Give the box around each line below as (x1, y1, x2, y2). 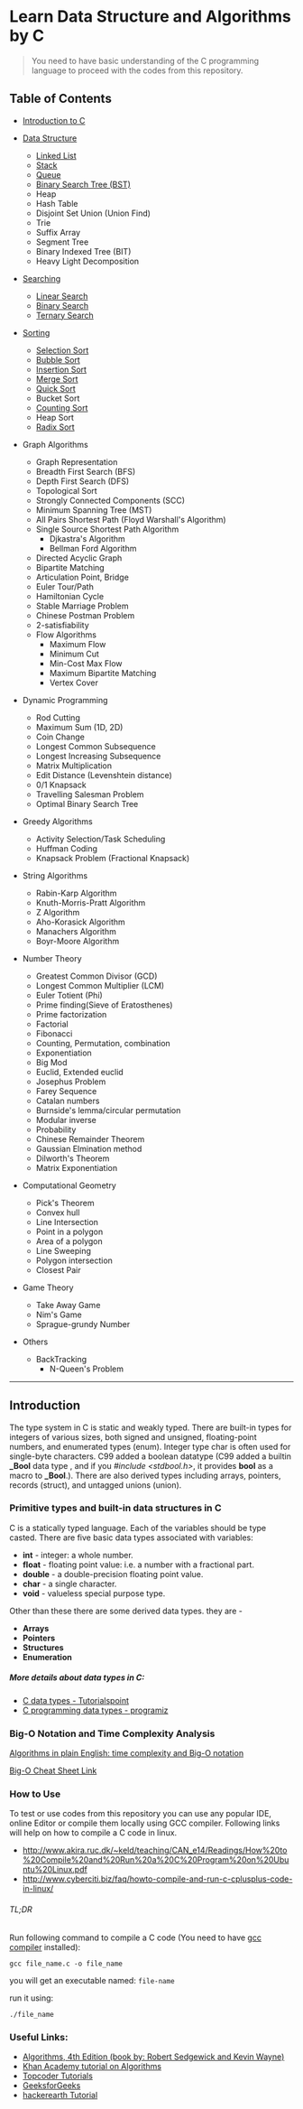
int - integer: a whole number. (22, 1549, 133, 1560)
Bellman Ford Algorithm (49, 543, 137, 553)
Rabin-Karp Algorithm (35, 887, 117, 898)
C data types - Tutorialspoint (22, 1695, 129, 1705)
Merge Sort (35, 373, 78, 385)
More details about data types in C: (9, 1672, 145, 1683)
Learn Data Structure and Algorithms (9, 6, 291, 27)
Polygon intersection (35, 1255, 113, 1266)
